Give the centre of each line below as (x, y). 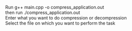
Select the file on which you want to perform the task (60, 23)
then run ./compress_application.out (43, 12)
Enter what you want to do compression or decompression (66, 18)
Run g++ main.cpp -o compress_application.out (55, 7)
